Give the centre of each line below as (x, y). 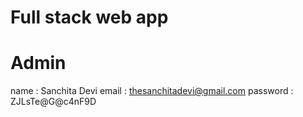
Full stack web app (89, 17)
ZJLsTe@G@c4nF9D (53, 102)
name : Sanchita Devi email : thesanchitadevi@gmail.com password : (152, 91)
